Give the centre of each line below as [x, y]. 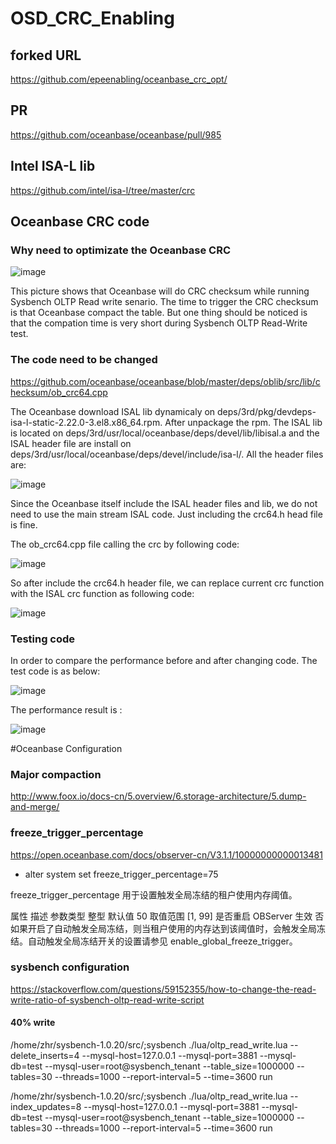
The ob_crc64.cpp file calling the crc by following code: [125, 544]
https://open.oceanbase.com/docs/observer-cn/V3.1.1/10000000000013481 [166, 854]
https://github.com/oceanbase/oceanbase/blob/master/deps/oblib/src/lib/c [165, 381]
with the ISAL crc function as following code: [102, 593]
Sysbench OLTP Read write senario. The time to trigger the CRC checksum [164, 302]
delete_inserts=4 [45, 1055]
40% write [33, 1023]
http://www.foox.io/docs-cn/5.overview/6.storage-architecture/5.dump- [158, 796]
